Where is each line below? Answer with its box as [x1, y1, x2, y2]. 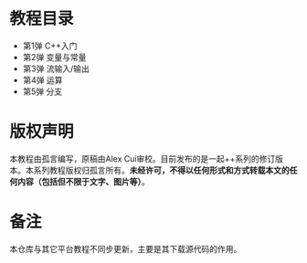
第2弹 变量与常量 [22, 51, 87, 62]
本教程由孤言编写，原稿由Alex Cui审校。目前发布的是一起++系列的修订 [9, 153, 276, 164]
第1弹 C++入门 [22, 40, 78, 51]
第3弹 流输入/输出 [22, 63, 90, 74]
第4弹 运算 [22, 74, 63, 85]
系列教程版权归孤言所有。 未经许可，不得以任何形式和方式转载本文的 [33, 164, 290, 175]
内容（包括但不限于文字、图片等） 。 [16, 175, 150, 187]
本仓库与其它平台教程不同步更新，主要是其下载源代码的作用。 [9, 243, 242, 254]
